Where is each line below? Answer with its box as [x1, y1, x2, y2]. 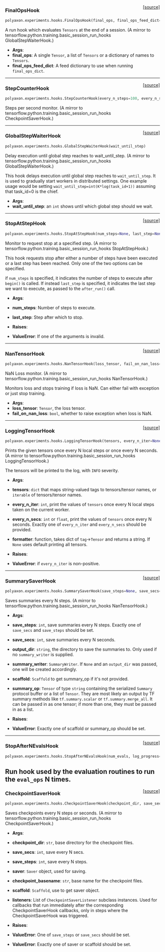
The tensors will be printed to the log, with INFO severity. [5, 468, 119, 474]
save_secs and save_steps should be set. [12, 627, 94, 633]
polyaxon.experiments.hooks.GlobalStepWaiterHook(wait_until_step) [5, 144, 146, 148]
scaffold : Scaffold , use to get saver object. [12, 887, 100, 893]
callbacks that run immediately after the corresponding [12, 902, 124, 908]
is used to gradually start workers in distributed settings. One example [5, 178, 147, 184]
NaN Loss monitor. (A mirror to [5, 370, 67, 376]
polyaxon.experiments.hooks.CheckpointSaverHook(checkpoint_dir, [5, 801, 141, 806]
